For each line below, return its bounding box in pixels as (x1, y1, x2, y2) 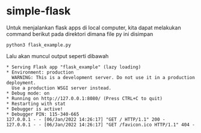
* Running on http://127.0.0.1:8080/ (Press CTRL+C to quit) (6, 95, 163, 101)
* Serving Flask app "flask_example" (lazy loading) (6, 64, 141, 70)
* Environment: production (6, 69, 74, 75)
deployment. (6, 80, 36, 86)
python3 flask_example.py (6, 42, 71, 48)
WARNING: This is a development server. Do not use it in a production (11, 74, 196, 80)
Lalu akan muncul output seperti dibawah (6, 52, 109, 59)
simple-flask (6, 4, 71, 18)
